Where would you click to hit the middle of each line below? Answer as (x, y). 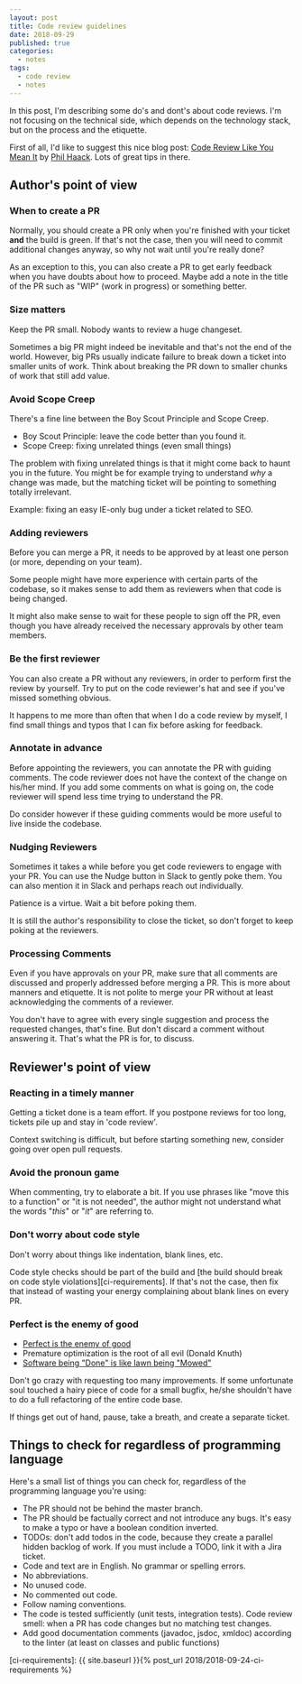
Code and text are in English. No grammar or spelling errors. (134, 1566)
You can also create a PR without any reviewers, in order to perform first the (150, 679)
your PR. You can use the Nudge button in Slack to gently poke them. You (146, 876)
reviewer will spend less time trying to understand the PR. (116, 796)
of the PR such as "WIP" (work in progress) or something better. (128, 286)
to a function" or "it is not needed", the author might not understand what (145, 1202)
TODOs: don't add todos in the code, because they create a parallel (147, 1537)
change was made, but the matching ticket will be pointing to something (143, 482)
